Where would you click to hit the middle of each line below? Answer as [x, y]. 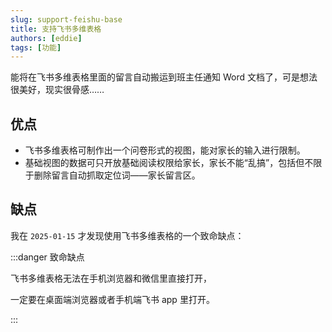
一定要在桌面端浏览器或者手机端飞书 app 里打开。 [112, 299]
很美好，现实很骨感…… [57, 90]
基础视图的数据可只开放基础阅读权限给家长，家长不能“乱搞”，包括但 [164, 163]
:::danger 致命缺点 [47, 257]
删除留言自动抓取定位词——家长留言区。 [117, 175]
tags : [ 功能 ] [36, 47]
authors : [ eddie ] [46, 38]
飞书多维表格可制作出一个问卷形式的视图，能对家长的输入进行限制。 [165, 150]
